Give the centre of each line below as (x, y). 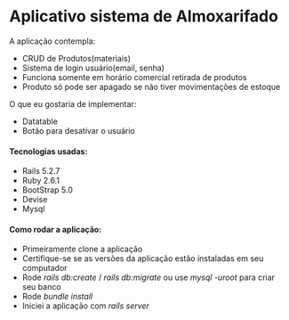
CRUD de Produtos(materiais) (76, 58)
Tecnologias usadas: (48, 151)
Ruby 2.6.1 (41, 181)
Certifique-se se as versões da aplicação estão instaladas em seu (143, 258)
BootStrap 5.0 (47, 190)
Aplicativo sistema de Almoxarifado (144, 16)
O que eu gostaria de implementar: (73, 103)
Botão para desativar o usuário (78, 130)
